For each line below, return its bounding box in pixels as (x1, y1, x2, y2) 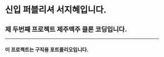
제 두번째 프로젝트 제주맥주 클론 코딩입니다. (5, 25, 127, 33)
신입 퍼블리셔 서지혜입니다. (5, 4, 106, 15)
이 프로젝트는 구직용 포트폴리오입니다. (5, 46, 89, 53)
